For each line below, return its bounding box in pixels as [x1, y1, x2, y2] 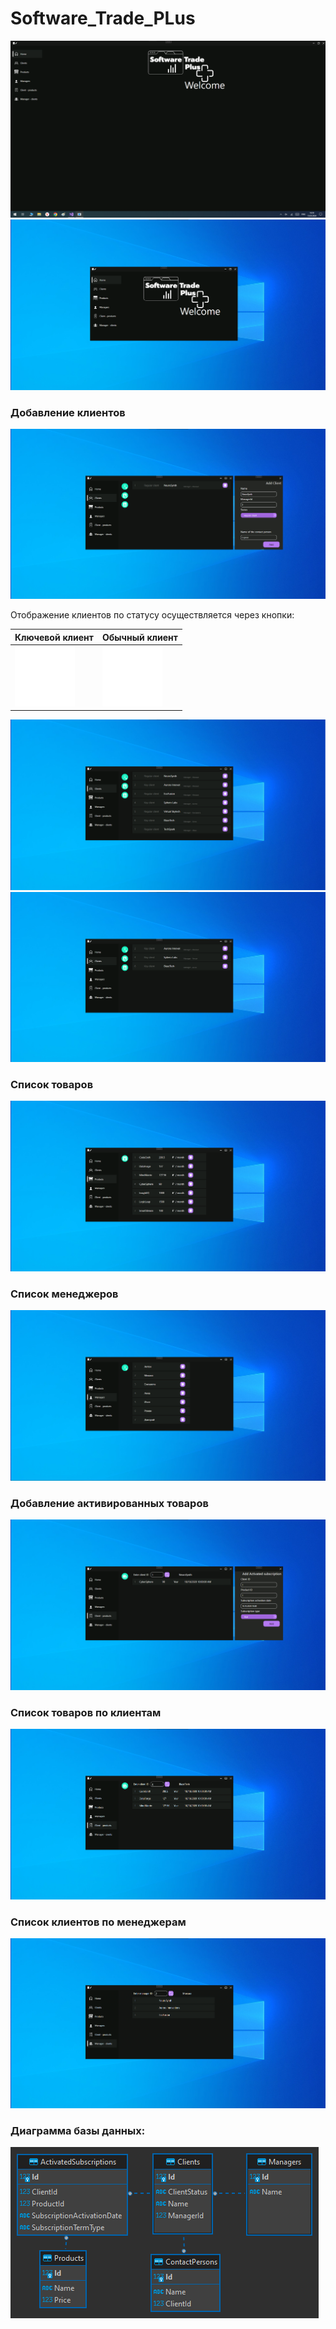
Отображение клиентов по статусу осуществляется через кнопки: [10, 609, 295, 621]
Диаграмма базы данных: [10, 2123, 146, 2137]
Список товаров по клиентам [10, 1705, 162, 1719]
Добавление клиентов [10, 405, 126, 419]
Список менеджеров [10, 1287, 119, 1301]
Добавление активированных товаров [10, 1497, 209, 1511]
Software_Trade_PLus [10, 7, 196, 30]
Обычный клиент [101, 631, 178, 643]
